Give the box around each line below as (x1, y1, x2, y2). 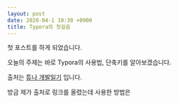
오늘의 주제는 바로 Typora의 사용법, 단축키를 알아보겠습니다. (7, 58, 172, 67)
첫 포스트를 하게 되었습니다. (7, 43, 83, 52)
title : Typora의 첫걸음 (7, 23, 71, 30)
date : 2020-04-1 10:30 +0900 (7, 17, 93, 24)
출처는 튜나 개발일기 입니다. (7, 73, 83, 81)
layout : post (7, 10, 46, 18)
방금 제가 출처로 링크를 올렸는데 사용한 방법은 (7, 88, 131, 97)
